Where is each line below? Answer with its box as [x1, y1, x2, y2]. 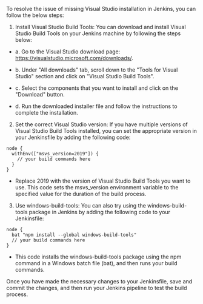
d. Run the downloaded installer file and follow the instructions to [15, 103, 178, 110]
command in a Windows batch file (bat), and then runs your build [15, 260, 178, 266]
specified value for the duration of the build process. [15, 191, 147, 197]
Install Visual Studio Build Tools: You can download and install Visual [15, 24, 186, 30]
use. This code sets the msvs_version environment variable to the [15, 184, 179, 191]
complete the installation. [15, 109, 78, 116]
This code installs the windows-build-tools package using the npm [15, 253, 182, 260]
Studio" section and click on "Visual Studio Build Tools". [15, 73, 155, 79]
